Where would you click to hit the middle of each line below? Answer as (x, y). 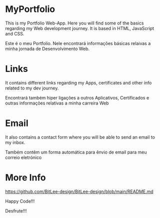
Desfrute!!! (16, 210)
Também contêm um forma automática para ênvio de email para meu (76, 152)
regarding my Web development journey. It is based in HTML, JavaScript (80, 28)
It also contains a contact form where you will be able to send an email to (80, 137)
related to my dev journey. (32, 88)
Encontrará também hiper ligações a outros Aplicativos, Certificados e (77, 97)
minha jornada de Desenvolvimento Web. (47, 48)
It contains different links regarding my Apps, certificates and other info (79, 82)
